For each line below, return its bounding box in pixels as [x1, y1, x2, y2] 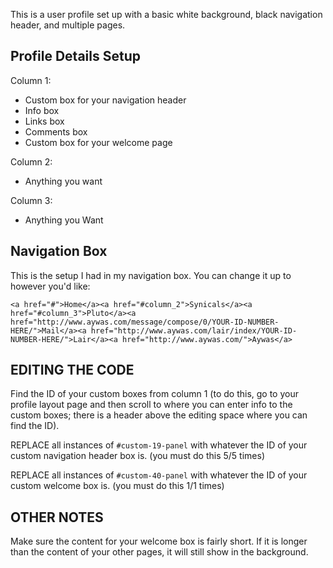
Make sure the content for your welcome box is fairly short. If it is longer [10, 535, 308, 548]
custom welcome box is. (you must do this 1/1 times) [10, 480, 225, 492]
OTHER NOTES [10, 509, 104, 526]
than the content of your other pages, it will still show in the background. [10, 546, 309, 558]
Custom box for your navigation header [24, 94, 187, 106]
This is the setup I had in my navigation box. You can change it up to [10, 269, 292, 281]
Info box [24, 104, 60, 116]
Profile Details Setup [10, 48, 141, 65]
